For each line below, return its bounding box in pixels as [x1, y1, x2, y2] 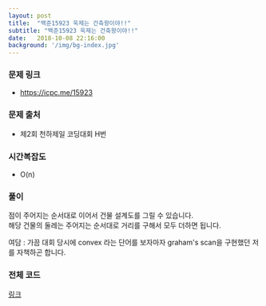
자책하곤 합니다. [16, 248, 66, 257]
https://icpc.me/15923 [19, 88, 93, 97]
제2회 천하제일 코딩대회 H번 [19, 129, 107, 138]
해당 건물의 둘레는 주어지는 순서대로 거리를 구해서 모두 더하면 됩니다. [8, 221, 221, 230]
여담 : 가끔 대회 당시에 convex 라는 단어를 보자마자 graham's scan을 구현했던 [8, 237, 251, 248]
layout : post [8, 11, 52, 20]
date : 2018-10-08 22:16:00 [8, 34, 105, 42]
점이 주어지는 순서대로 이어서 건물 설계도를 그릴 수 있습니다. [8, 211, 194, 221]
